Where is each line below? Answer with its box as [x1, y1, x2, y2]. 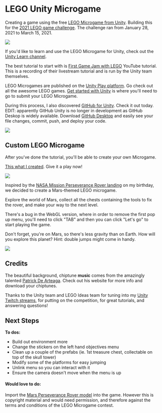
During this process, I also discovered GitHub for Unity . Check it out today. [5, 102, 154, 108]
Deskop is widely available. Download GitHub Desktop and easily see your [5, 113, 154, 119]
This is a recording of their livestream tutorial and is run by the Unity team [5, 68, 152, 74]
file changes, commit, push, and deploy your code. [5, 118, 107, 124]
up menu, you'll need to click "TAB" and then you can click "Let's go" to [5, 216, 149, 222]
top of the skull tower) [12, 354, 57, 360]
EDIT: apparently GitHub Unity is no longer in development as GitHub [5, 108, 143, 113]
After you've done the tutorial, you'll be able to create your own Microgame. [5, 154, 157, 160]
